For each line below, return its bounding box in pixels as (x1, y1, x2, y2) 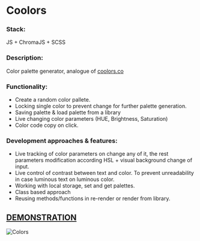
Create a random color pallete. (14, 96, 91, 103)
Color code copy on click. (14, 121, 79, 129)
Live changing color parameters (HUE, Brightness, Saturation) (14, 115, 168, 123)
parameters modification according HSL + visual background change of (14, 157, 193, 164)
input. (14, 163, 29, 170)
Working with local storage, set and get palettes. (14, 182, 135, 189)
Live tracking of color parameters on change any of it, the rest (14, 150, 169, 157)
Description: (6, 53, 43, 62)
